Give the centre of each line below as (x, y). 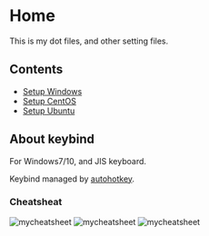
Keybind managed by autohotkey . (72, 179)
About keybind (52, 139)
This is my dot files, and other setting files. (89, 41)
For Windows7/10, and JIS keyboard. (78, 161)
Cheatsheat (36, 202)
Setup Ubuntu (49, 111)
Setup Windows (52, 91)
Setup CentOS (50, 101)
